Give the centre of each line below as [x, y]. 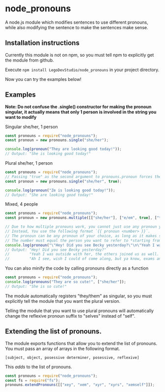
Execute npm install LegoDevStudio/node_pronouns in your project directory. [82, 70]
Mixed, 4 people [22, 204]
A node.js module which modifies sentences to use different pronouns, [77, 22]
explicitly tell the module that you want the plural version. [63, 301]
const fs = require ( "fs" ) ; [33, 380]
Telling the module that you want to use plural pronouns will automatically [79, 311]
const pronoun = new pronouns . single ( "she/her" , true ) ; [63, 181]
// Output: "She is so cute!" [36, 286]
